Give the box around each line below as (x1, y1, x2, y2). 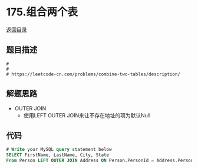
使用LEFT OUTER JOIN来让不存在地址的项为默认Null (23, 111, 151, 118)
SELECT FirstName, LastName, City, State (6, 152, 110, 158)
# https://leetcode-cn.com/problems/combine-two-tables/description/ (6, 71, 181, 77)
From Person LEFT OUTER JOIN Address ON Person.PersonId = (6, 157, 154, 164)
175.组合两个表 (6, 5, 78, 19)
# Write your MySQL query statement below (6, 147, 112, 153)
